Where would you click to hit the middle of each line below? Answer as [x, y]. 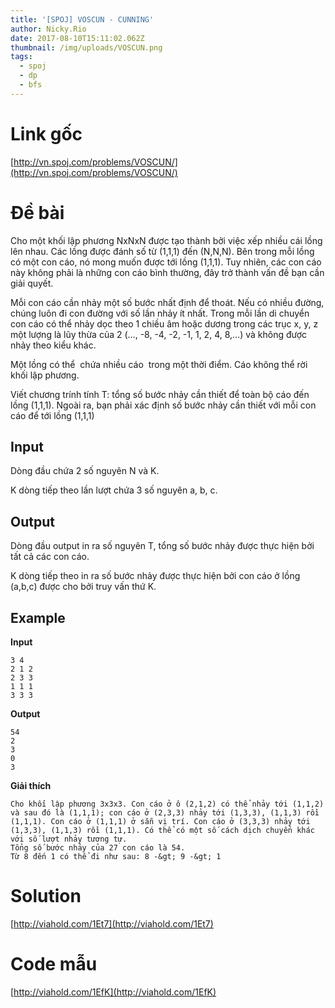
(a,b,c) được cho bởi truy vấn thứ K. [83, 587]
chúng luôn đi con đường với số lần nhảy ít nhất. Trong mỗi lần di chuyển [160, 313]
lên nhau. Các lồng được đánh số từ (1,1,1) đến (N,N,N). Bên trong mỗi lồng [162, 251]
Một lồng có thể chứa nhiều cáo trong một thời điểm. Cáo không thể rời [159, 364]
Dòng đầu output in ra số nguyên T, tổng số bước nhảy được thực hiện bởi [162, 546]
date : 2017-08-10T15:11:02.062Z [77, 38]
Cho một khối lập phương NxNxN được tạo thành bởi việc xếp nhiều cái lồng [166, 240]
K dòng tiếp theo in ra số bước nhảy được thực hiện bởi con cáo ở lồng [155, 576]
